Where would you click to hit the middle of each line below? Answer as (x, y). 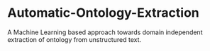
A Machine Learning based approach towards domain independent (105, 32)
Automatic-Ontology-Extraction (104, 13)
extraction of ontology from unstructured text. (74, 39)
